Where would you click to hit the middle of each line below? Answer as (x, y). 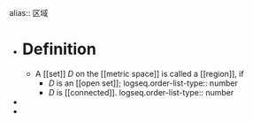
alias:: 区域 (29, 13)
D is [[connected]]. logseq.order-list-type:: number (141, 92)
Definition (59, 49)
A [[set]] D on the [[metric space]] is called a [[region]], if (140, 73)
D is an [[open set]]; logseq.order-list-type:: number (143, 83)
